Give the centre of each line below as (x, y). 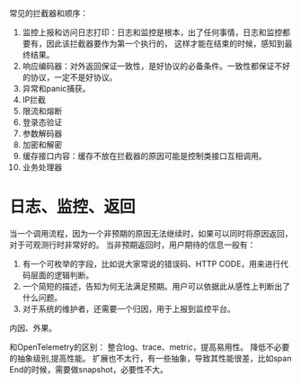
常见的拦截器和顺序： (49, 13)
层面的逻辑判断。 (62, 275)
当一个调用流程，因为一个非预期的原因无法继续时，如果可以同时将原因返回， (151, 233)
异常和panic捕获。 (57, 89)
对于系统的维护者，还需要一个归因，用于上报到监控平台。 (128, 308)
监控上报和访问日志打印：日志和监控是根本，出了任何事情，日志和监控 (152, 32)
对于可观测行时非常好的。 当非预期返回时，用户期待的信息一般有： (133, 245)
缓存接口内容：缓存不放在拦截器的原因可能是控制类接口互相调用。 (144, 156)
